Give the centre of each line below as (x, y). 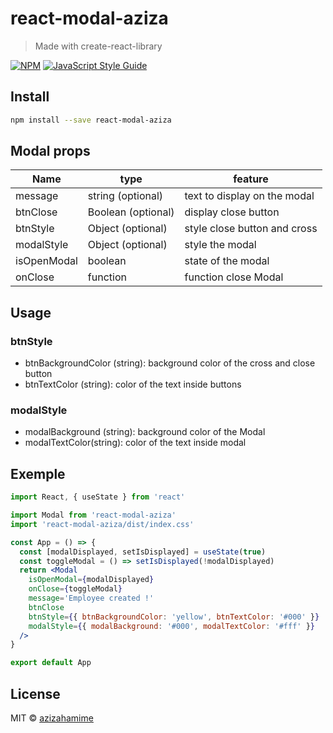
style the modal (220, 245)
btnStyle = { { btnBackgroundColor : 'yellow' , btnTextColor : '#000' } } (174, 617)
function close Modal (234, 277)
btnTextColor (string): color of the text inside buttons (133, 384)
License (35, 693)
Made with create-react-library (98, 46)
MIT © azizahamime (52, 718)
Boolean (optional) (131, 212)
